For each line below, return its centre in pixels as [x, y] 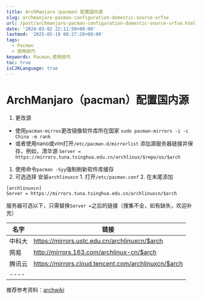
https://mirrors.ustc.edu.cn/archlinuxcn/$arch [98, 241]
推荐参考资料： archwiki [35, 290]
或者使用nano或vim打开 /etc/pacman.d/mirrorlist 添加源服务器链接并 [101, 143]
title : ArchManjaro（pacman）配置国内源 [55, 12]
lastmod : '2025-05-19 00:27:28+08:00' [55, 34]
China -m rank [33, 137]
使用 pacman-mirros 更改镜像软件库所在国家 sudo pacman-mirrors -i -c [102, 131]
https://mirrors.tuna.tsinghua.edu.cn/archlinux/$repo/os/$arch [98, 157]
